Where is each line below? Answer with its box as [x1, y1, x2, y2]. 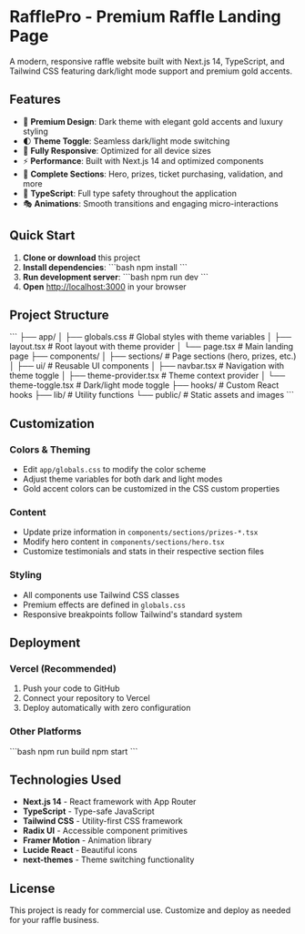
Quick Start [9, 228, 76, 243]
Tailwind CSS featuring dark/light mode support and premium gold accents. [9, 66, 293, 76]
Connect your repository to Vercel [22, 693, 150, 704]
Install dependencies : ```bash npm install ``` [22, 261, 188, 272]
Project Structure [9, 307, 109, 322]
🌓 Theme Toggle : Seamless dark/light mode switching [22, 135, 230, 147]
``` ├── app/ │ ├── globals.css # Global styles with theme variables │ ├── [9, 331, 292, 342]
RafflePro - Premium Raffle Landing [9, 6, 281, 27]
